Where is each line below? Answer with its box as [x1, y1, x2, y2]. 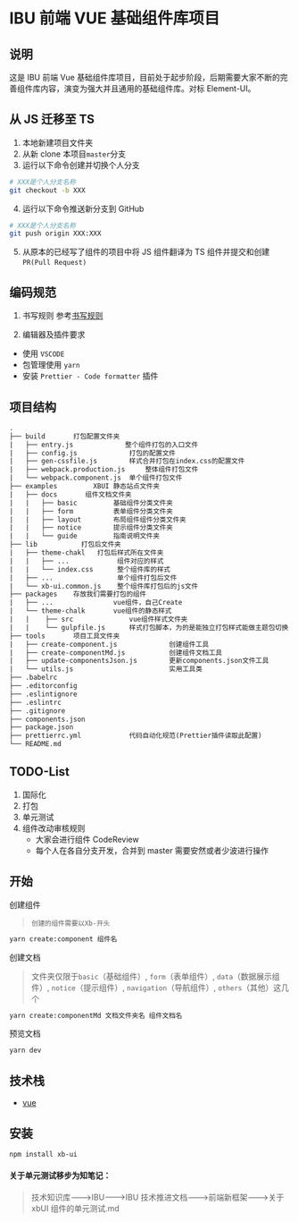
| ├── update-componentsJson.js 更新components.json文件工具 [9, 657, 269, 666]
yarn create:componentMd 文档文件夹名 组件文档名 [9, 1011, 183, 1020]
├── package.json [9, 723, 74, 732]
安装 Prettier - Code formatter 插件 [21, 370, 159, 381]
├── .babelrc [9, 673, 58, 683]
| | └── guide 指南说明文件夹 [9, 531, 161, 541]
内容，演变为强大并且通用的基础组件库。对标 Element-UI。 [39, 83, 256, 94]
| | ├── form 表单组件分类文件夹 [9, 506, 174, 515]
